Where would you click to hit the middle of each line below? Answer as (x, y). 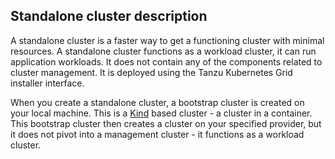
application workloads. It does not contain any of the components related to (166, 61)
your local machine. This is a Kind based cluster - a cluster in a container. (161, 113)
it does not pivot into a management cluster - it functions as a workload (157, 134)
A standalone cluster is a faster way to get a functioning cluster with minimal (167, 40)
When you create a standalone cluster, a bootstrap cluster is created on (157, 102)
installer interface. (47, 83)
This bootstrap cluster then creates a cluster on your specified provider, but (166, 123)
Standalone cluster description (109, 16)
